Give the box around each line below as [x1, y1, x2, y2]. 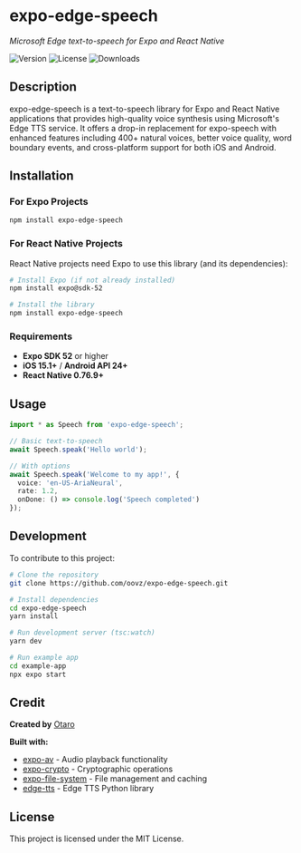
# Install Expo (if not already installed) [9, 276, 176, 285]
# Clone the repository [9, 570, 99, 579]
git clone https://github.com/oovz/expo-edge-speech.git [9, 578, 229, 587]
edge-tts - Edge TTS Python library [22, 783, 155, 794]
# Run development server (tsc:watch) [9, 628, 155, 637]
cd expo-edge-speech [9, 604, 88, 613]
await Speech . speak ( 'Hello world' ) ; [9, 445, 147, 454]
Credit [9, 695, 45, 711]
